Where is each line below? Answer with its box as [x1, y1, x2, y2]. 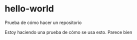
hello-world [4, 3, 54, 14]
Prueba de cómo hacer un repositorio [4, 19, 82, 25]
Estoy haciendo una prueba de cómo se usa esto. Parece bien [4, 29, 132, 35]
